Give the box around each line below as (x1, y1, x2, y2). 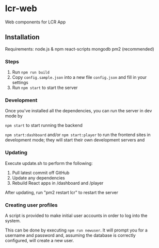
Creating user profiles (5, 201, 58, 208)
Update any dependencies (12, 175, 65, 180)
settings (12, 80, 29, 86)
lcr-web (5, 3, 37, 14)
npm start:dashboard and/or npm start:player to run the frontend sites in (5, 132, 151, 138)
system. (5, 217, 21, 224)
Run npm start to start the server (12, 85, 78, 90)
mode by (5, 113, 23, 119)
